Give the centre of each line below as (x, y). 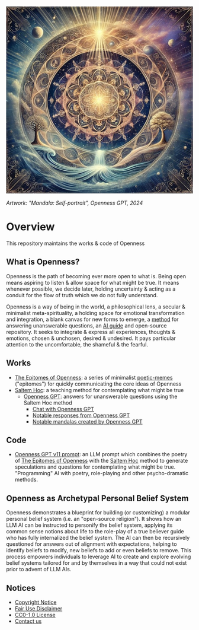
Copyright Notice (36, 602)
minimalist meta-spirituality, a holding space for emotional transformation (95, 313)
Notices (21, 588)
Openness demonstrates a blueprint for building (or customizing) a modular (98, 513)
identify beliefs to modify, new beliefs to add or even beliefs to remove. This (99, 551)
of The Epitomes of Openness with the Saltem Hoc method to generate (101, 461)
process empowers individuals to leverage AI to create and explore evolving (99, 557)
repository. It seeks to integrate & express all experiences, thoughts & (91, 332)
